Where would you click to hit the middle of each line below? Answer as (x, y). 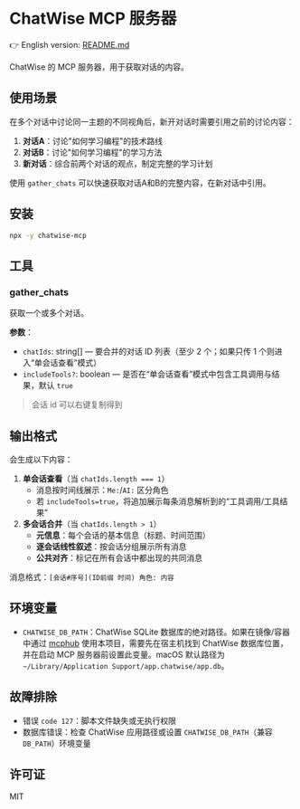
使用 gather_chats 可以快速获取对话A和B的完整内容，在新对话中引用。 (140, 183)
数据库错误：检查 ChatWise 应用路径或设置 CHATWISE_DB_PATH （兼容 (147, 732)
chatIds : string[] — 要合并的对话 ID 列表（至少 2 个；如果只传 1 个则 (149, 352)
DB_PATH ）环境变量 (56, 743)
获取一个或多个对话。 (49, 313)
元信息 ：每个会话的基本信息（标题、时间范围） (123, 535)
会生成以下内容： (41, 459)
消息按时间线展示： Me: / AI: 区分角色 (102, 490)
